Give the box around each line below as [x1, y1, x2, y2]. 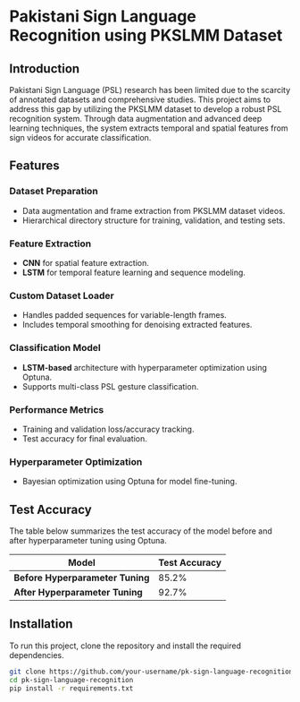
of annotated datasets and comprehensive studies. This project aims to [9, 94, 271, 105]
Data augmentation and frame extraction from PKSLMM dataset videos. [21, 205, 286, 216]
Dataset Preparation [9, 185, 98, 198]
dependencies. [9, 649, 64, 660]
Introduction [9, 61, 80, 76]
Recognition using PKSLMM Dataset [9, 25, 283, 46]
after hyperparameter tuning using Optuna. [9, 535, 167, 545]
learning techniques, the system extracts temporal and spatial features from [9, 123, 288, 133]
